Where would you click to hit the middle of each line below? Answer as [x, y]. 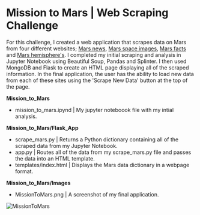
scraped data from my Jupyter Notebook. [66, 146]
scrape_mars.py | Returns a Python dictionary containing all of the [97, 139]
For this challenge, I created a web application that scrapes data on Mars [96, 42]
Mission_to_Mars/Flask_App [43, 128]
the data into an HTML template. [55, 158]
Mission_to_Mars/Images [38, 183]
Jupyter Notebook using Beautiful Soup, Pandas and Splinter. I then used [96, 61]
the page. [18, 86]
